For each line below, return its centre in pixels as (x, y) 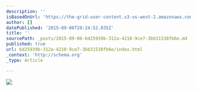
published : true (26, 44)
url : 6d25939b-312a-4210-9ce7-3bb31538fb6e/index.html (74, 50)
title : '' (18, 33)
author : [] (19, 22)
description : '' (26, 11)
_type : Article (25, 60)
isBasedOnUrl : (23, 17)
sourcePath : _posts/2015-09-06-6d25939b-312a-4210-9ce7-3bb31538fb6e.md (97, 38)
